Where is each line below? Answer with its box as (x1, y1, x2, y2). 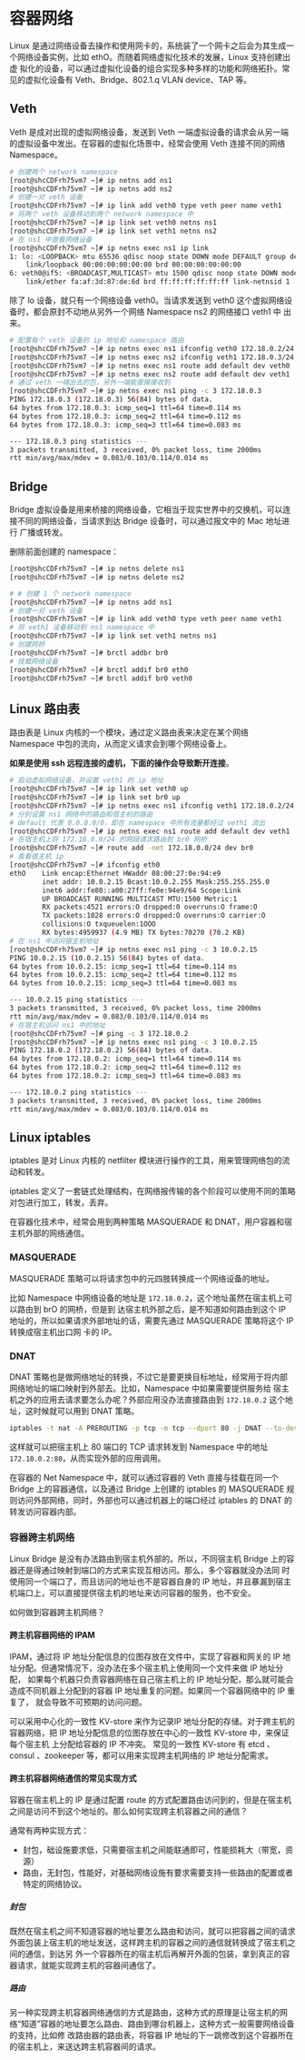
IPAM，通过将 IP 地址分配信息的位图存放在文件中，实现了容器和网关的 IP (9, 1652, 281, 1663)
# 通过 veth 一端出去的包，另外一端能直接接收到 (9, 378, 171, 387)
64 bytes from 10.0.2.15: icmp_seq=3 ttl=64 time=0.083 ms (9, 979, 238, 988)
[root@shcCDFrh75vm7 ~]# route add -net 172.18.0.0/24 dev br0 (9, 843, 254, 853)
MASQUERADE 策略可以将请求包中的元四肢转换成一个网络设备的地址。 (9, 1272, 274, 1283)
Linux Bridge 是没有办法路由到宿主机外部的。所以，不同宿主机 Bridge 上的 (9, 1553, 287, 1564)
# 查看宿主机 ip (9, 852, 64, 861)
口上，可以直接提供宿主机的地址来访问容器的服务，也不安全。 (25, 1588, 256, 1599)
